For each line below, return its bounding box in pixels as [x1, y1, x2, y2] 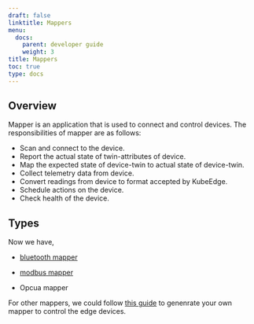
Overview [8, 99, 57, 112]
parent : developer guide [22, 41, 104, 49]
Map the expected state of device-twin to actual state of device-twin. [19, 160, 245, 170]
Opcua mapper [19, 283, 68, 293]
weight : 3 [22, 48, 55, 56]
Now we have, [8, 237, 55, 247]
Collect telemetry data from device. [19, 168, 134, 178]
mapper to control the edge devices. [8, 307, 127, 316]
